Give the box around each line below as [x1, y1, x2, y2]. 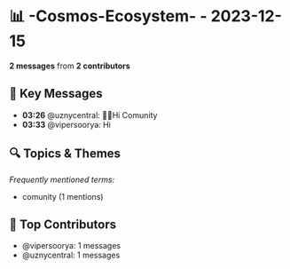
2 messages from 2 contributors [9, 60, 130, 71]
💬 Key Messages [9, 86, 104, 101]
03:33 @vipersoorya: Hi [21, 119, 111, 130]
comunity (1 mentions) [21, 191, 104, 202]
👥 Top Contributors [9, 217, 117, 232]
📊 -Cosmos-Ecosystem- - [9, 6, 208, 27]
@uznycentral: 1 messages [21, 249, 121, 261]
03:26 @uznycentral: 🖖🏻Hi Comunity [21, 109, 158, 120]
